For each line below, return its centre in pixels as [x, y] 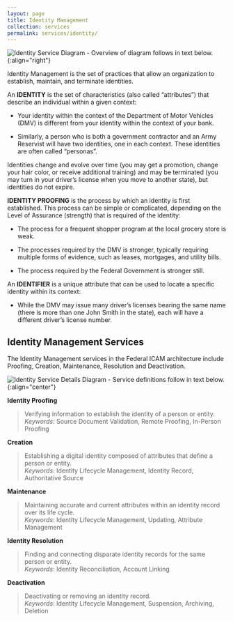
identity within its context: [44, 292]
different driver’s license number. [65, 320]
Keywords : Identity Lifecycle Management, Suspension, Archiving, [119, 604]
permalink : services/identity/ [53, 33]
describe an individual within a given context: [72, 102]
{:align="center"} [32, 387]
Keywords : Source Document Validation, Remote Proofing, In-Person [122, 422]
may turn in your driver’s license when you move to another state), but [108, 180]
